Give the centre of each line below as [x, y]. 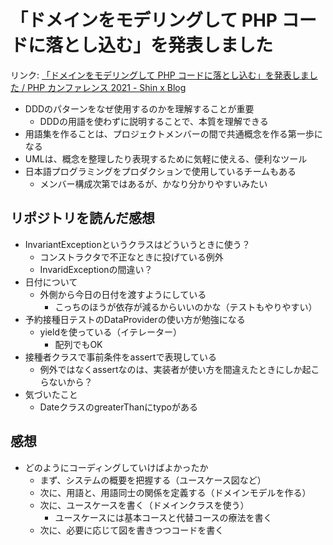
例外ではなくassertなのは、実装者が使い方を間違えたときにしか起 [175, 369]
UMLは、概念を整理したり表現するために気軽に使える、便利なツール [166, 158]
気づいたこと [51, 394]
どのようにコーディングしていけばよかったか [116, 467]
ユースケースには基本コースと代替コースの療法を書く [163, 517]
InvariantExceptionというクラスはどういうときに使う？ [137, 244]
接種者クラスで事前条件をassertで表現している [120, 357]
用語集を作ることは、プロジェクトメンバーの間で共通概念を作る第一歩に [173, 133]
